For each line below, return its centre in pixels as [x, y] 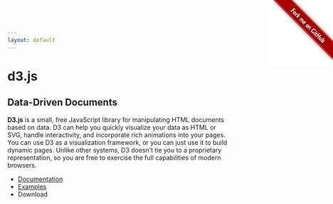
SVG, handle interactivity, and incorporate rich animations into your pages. [116, 135]
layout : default [31, 40]
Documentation [40, 179]
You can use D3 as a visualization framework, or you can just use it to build [117, 142]
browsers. [22, 165]
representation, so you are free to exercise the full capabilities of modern [114, 158]
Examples [32, 186]
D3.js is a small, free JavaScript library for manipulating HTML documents [116, 119]
